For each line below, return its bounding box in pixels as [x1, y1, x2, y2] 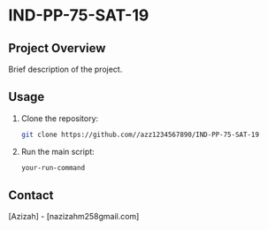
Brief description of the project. [8, 64, 123, 74]
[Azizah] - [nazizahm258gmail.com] [8, 211, 140, 222]
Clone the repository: [20, 112, 99, 124]
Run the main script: [20, 146, 95, 157]
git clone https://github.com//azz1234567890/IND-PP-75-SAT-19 [20, 130, 260, 139]
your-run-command [20, 163, 86, 172]
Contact [8, 188, 54, 203]
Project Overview [8, 41, 106, 56]
